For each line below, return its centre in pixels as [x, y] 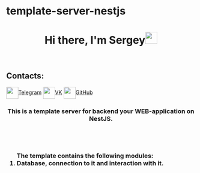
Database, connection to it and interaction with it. [90, 163]
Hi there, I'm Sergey [95, 40]
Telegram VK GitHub [56, 92]
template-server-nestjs [66, 11]
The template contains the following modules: [85, 156]
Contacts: [25, 76]
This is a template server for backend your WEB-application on [101, 111]
